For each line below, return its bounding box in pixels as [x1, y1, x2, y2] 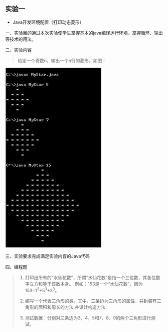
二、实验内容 [5, 47, 32, 53]
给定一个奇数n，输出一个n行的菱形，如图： [17, 57, 107, 63]
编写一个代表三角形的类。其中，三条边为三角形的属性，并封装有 [25, 298, 157, 304]
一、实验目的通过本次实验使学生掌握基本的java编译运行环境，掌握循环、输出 [5, 30, 163, 36]
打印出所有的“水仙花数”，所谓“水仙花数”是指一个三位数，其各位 [25, 274, 156, 281]
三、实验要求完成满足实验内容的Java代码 [5, 253, 90, 259]
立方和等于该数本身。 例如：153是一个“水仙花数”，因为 [29, 281, 143, 287]
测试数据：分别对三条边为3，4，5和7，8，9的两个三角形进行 [25, 315, 151, 321]
